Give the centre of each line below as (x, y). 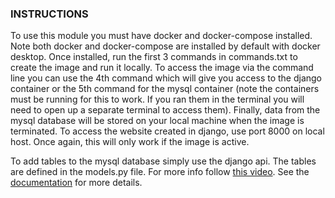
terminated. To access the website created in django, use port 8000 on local (167, 131)
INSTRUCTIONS (49, 14)
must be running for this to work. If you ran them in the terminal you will (157, 99)
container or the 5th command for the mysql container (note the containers (165, 89)
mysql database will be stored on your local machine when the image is (157, 121)
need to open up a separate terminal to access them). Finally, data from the (165, 110)
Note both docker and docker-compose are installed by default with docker (165, 46)
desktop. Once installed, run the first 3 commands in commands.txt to (154, 57)
